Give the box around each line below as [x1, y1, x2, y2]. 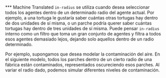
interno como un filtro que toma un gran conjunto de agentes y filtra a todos [5, 31, 161, 36]
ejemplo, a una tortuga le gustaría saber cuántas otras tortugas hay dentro [5, 15, 158, 20]
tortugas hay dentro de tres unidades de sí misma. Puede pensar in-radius [5, 25, 160, 31]
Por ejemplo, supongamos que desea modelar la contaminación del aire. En [5, 51, 161, 57]
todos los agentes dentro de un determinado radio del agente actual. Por [5, 9, 155, 15]
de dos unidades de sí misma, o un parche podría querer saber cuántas [5, 20, 152, 26]
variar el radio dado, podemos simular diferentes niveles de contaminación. [5, 67, 160, 73]
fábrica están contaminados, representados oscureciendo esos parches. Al [5, 62, 160, 67]
